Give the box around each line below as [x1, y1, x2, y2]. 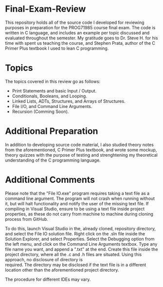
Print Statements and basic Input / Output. [12, 88, 97, 93]
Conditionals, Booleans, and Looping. [12, 93, 88, 99]
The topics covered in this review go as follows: [5, 78, 101, 84]
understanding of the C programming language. [5, 157, 101, 163]
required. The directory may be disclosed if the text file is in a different [5, 262, 146, 268]
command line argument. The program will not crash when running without [5, 196, 155, 201]
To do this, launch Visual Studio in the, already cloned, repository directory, [5, 225, 156, 232]
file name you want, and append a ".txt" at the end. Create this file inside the [5, 246, 158, 252]
